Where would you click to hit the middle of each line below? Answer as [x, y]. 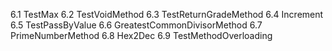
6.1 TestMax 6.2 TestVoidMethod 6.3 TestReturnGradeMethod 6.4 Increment [167, 14]
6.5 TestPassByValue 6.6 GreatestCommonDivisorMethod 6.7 [136, 25]
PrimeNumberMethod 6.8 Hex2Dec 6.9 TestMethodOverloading [141, 35]
